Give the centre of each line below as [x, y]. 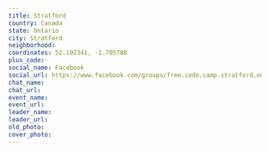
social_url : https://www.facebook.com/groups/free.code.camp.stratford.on [136, 75]
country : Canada [35, 23]
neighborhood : [32, 46]
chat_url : [25, 90]
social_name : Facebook [46, 68]
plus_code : [27, 61]
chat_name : [27, 82]
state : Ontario [34, 30]
